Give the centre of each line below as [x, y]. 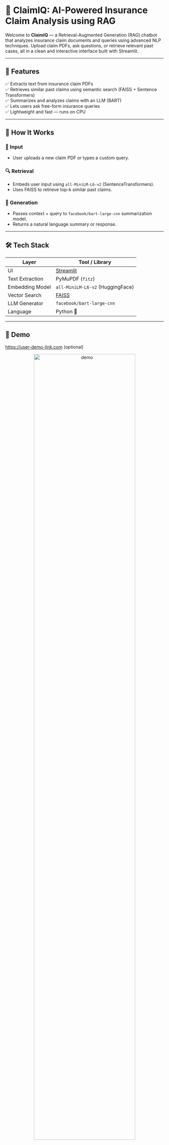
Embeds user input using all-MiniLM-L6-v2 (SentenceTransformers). [83, 184]
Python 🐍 [66, 311]
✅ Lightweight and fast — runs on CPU [46, 112]
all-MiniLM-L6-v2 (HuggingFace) [95, 287]
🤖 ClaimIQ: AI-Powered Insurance [76, 10]
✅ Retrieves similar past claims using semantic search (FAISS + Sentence [81, 89]
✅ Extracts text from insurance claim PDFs [49, 84]
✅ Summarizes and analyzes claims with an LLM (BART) [63, 100]
